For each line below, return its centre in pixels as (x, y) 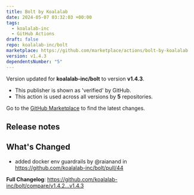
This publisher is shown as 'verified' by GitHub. (73, 90)
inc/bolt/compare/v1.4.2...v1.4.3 (45, 185)
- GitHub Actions (33, 34)
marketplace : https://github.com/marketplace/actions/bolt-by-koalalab (97, 51)
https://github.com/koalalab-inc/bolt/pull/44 (69, 168)
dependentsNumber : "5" (34, 61)
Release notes (33, 127)
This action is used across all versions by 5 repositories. (84, 97)
